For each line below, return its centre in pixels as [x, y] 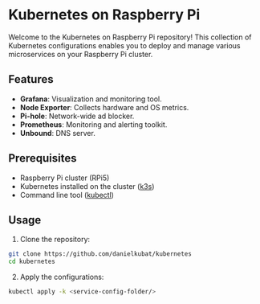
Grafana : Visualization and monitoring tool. [91, 99]
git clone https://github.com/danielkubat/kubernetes [100, 254]
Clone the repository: [55, 240]
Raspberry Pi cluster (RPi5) [65, 178]
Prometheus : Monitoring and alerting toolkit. [93, 124]
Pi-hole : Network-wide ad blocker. [77, 116]
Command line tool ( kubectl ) [67, 195]
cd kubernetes [32, 262]
